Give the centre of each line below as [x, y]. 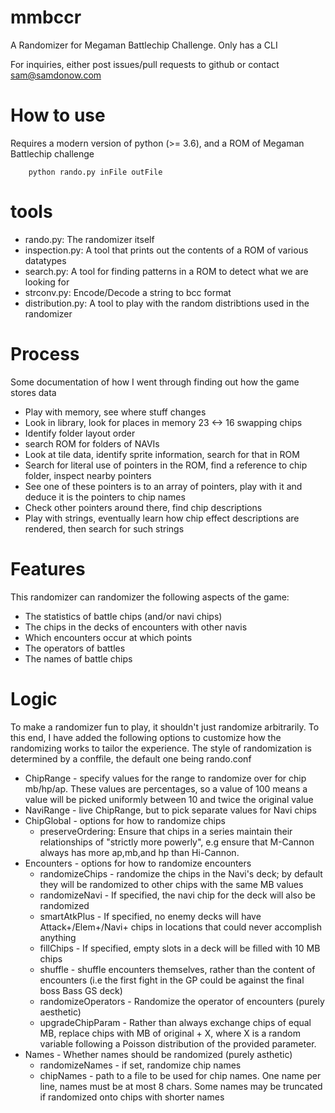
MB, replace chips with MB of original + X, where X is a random [170, 1033]
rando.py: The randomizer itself [89, 239]
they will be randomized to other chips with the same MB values [171, 884]
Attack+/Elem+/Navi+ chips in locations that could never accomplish [181, 927]
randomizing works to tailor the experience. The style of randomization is [161, 748]
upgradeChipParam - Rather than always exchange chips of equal [175, 1022]
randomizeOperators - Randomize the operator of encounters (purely [182, 1001]
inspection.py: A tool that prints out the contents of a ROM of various [166, 250]
